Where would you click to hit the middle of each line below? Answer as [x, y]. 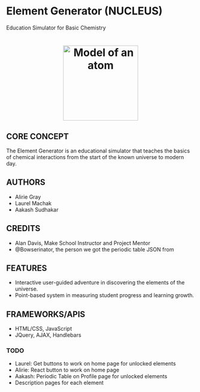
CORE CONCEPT [37, 136]
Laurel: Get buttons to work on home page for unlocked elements [95, 364]
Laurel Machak [33, 203]
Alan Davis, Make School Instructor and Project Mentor [83, 243]
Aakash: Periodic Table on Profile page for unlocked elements [91, 376]
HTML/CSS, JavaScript [43, 329]
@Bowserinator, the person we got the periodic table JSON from [94, 249]
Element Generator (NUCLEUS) [84, 11]
